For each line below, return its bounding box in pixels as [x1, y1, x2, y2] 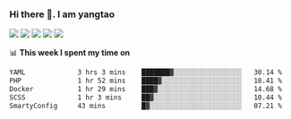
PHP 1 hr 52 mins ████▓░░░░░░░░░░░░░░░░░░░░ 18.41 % [9, 76, 282, 86]
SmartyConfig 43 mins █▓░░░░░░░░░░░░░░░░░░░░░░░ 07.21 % [9, 101, 282, 110]
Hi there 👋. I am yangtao [9, 8, 116, 21]
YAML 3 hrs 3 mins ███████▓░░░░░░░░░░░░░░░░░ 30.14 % [9, 68, 282, 77]
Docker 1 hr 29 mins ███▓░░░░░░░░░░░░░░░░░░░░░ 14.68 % [9, 85, 282, 94]
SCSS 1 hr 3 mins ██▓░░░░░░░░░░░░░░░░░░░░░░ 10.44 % [9, 93, 282, 102]
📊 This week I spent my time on [9, 47, 131, 58]
